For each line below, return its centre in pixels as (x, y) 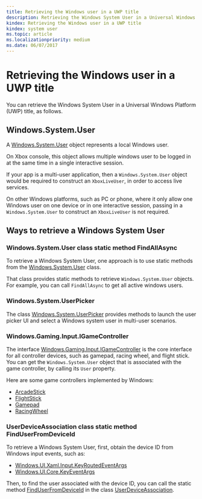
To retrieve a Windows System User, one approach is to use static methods (99, 261)
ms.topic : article (29, 34)
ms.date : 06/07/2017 (32, 46)
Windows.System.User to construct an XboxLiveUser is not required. (88, 212)
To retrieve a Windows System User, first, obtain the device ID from (90, 447)
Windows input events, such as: (46, 454)
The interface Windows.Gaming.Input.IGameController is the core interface (99, 349)
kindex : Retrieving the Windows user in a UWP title (74, 23)
